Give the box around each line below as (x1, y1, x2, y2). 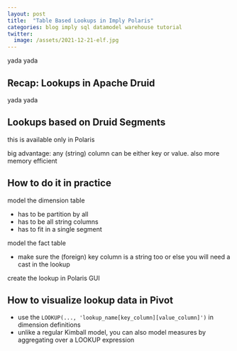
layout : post (7, 10, 46, 18)
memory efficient (7, 156, 58, 165)
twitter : (7, 30, 33, 38)
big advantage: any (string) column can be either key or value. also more (7, 148, 220, 157)
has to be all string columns (17, 217, 99, 226)
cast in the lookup (17, 260, 70, 269)
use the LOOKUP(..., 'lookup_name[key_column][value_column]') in (17, 313, 214, 322)
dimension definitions (17, 320, 81, 329)
